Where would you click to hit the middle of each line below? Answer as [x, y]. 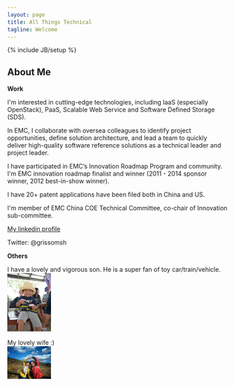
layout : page [26, 15]
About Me [29, 72]
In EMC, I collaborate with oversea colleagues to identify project [99, 131]
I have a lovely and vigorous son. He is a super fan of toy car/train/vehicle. [114, 270]
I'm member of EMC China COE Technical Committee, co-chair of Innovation [117, 208]
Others [17, 256]
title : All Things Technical [50, 22]
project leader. [28, 153]
